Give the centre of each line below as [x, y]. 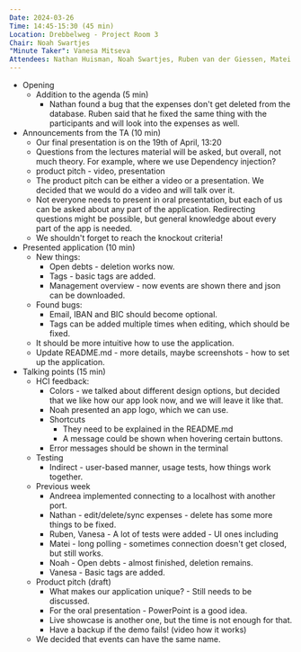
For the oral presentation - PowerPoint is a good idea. [148, 611]
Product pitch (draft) [73, 582]
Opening [38, 85]
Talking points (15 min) [64, 371]
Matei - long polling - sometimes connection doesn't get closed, [168, 544]
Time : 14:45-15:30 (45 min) [62, 26]
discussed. [69, 601]
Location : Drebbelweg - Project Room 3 [84, 34]
